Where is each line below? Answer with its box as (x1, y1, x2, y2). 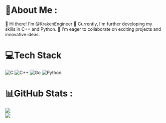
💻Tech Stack (5, 50, 62, 61)
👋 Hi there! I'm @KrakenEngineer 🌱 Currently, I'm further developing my (5, 21, 153, 27)
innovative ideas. (5, 31, 40, 37)
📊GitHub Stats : (5, 88, 73, 99)
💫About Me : (5, 4, 58, 16)
